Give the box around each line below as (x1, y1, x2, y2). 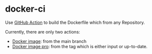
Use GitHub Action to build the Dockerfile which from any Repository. (5, 19, 145, 25)
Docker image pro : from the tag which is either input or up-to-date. (12, 43, 148, 49)
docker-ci (5, 3, 46, 15)
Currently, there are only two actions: (5, 29, 80, 35)
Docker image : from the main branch (12, 38, 87, 44)
